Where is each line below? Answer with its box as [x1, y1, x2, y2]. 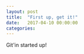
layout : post [6, 8, 38, 15]
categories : [6, 25, 35, 31]
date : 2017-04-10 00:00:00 [6, 20, 78, 26]
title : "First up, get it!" [6, 14, 78, 20]
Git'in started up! [6, 42, 47, 49]
